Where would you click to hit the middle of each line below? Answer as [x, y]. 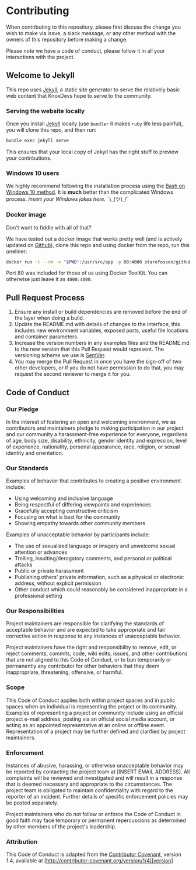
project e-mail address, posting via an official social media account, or [90, 719]
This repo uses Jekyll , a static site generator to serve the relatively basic [93, 90]
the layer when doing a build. [49, 318]
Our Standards [27, 468]
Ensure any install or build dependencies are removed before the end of [101, 312]
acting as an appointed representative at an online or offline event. [86, 725]
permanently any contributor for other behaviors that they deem [83, 666]
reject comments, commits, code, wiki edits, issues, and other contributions [97, 653]
